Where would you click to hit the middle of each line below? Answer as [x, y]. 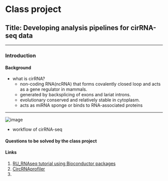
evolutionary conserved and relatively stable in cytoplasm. [80, 100]
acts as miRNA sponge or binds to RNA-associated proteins [81, 105]
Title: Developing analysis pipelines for [67, 28]
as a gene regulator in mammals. [53, 89]
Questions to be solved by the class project [51, 141]
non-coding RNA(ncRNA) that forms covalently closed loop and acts [90, 84]
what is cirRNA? [29, 79]
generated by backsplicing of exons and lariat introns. [75, 95]
